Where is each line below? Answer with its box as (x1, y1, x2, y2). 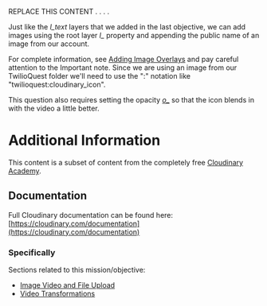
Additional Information (8, 131, 161, 149)
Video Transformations (19, 289, 96, 299)
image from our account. (8, 39, 90, 48)
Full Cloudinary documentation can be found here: (8, 210, 174, 219)
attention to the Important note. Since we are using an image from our (8, 63, 238, 72)
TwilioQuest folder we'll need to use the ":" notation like (8, 72, 191, 80)
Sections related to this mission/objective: (8, 265, 146, 275)
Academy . (8, 166, 41, 176)
